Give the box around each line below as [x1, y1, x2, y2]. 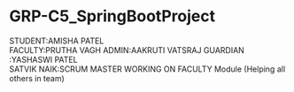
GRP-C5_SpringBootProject [9, 6, 215, 27]
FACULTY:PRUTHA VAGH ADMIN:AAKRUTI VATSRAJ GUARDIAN [9, 44, 245, 55]
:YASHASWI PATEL [9, 54, 78, 65]
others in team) [9, 73, 65, 83]
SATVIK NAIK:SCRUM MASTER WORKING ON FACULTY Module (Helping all [9, 64, 286, 74]
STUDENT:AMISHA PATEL [9, 35, 104, 46]
